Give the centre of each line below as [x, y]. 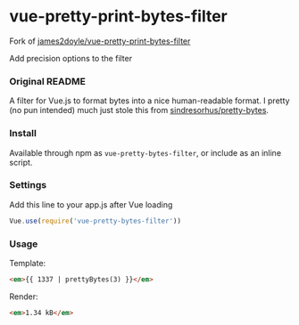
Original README [48, 81]
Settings [28, 185]
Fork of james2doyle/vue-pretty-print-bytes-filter [100, 41]
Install [23, 134]
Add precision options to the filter [71, 58]
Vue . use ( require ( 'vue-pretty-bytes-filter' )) [95, 221]
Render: [24, 297]
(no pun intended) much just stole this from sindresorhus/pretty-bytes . [139, 110]
